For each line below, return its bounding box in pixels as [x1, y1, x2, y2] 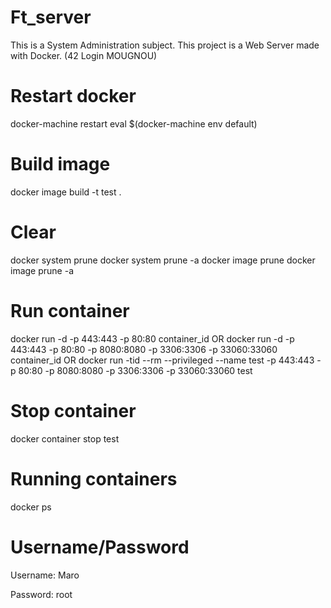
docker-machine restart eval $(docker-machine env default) [10, 117, 258, 130]
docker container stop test [10, 432, 120, 445]
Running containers [10, 467, 178, 490]
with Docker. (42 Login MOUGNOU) [10, 49, 158, 61]
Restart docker [10, 85, 137, 108]
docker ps [10, 501, 52, 513]
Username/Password [10, 536, 190, 558]
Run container [10, 299, 130, 322]
